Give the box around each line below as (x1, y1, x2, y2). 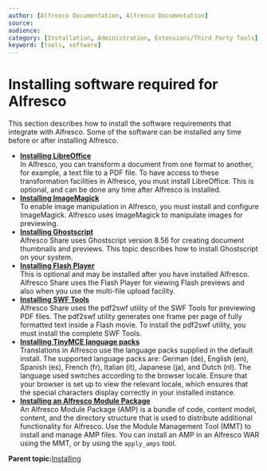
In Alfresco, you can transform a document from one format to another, (19, 160, 253, 169)
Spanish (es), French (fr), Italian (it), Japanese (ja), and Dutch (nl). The (19, 363, 252, 372)
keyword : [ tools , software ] (8, 41, 102, 49)
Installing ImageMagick (19, 193, 100, 203)
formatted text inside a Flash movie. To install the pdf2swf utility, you (19, 320, 246, 330)
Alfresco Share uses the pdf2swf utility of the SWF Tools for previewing (19, 303, 256, 313)
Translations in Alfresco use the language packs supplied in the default (19, 345, 253, 355)
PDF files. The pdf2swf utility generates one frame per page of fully (19, 312, 243, 321)
